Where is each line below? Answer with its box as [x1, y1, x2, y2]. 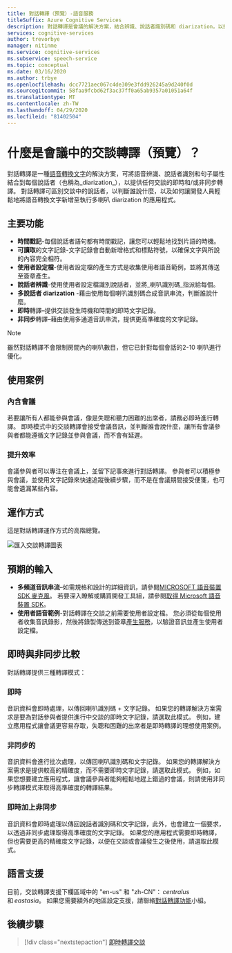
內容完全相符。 [23, 254, 66, 263]
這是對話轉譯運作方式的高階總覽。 [7, 526, 104, 535]
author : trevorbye [7, 36, 60, 43]
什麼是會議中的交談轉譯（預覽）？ [7, 145, 202, 161]
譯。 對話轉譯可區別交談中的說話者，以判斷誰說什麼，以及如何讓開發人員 [7, 186, 215, 195]
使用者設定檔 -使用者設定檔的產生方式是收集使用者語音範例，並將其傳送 [17, 263, 220, 271]
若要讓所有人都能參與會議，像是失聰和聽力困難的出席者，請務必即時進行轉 [7, 413, 219, 422]
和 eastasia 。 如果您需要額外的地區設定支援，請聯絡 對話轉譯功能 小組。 [7, 896, 210, 905]
